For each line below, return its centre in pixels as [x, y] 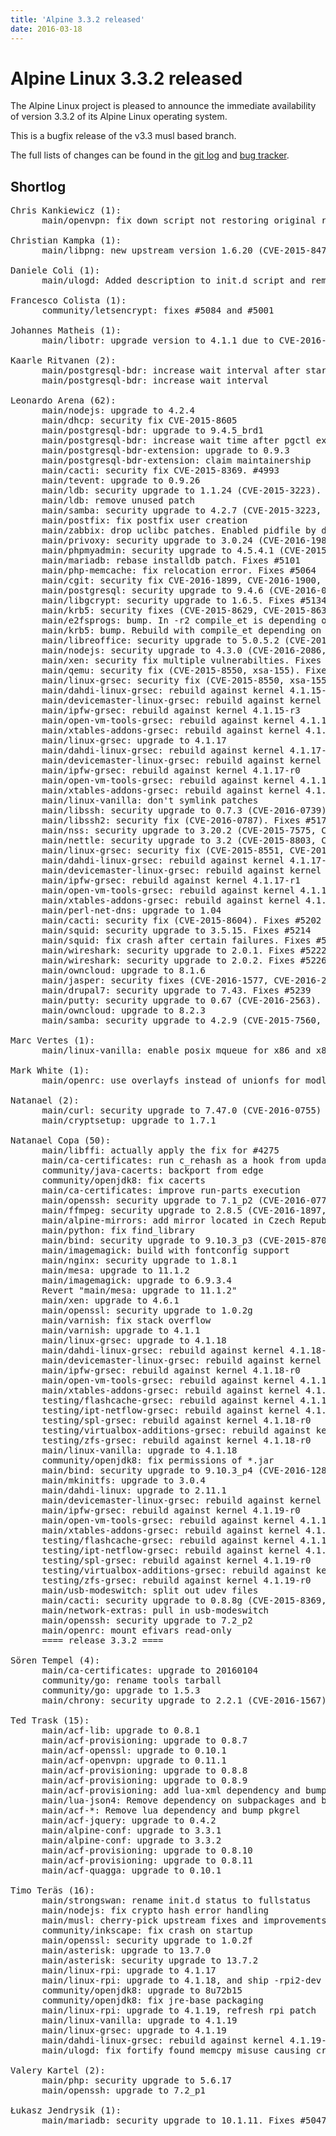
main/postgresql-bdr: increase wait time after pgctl [176, 440]
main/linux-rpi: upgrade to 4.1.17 [129, 1970]
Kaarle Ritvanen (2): [63, 360]
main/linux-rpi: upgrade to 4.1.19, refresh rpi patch [179, 2010]
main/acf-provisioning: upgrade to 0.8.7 [144, 1740]
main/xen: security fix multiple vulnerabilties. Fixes [181, 660]
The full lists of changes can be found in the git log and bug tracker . [150, 155]
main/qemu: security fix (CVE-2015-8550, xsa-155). [171, 670]
